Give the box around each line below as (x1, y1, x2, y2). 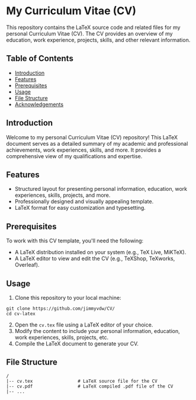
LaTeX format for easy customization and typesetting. (14, 204, 146, 212)
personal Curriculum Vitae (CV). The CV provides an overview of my (6, 30, 173, 37)
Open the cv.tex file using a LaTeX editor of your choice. (14, 321, 153, 328)
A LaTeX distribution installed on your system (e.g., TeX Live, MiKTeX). (14, 249, 187, 256)
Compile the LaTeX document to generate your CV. (14, 340, 139, 347)
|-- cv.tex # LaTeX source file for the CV (6, 378, 158, 384)
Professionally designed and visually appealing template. (14, 198, 154, 205)
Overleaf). (14, 261, 40, 268)
